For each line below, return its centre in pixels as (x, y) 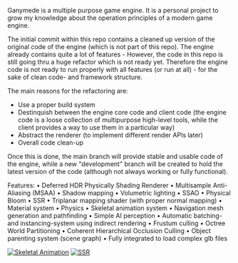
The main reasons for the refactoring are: (68, 91)
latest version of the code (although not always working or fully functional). (118, 171)
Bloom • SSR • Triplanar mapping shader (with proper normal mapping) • (115, 200)
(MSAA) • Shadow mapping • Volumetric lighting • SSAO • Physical (131, 193)
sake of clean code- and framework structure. (75, 77)
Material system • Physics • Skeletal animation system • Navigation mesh (116, 208)
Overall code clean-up (51, 143)
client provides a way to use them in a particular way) (96, 127)
